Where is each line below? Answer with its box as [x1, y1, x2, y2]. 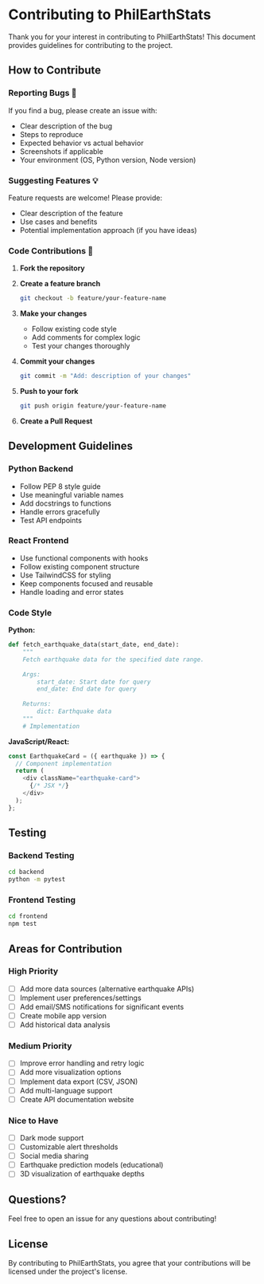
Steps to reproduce [19, 129, 83, 139]
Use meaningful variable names [19, 490, 124, 499]
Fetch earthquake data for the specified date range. [22, 656, 204, 664]
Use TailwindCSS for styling [19, 570, 111, 580]
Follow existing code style [31, 325, 117, 334]
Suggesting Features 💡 [8, 175, 99, 186]
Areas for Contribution [8, 942, 122, 955]
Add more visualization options [19, 1067, 122, 1077]
